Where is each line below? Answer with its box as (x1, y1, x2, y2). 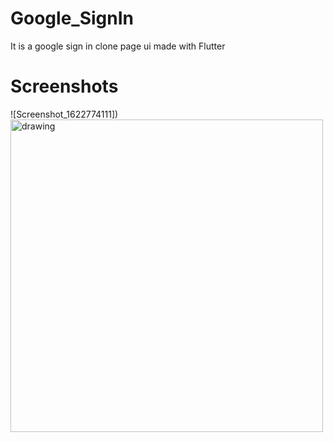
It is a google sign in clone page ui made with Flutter (10, 40, 226, 52)
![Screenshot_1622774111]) (10, 108, 119, 120)
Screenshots (10, 75, 119, 98)
